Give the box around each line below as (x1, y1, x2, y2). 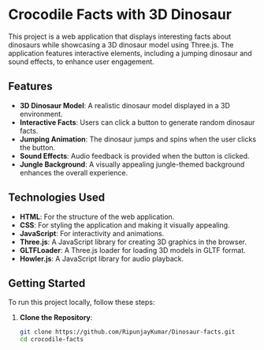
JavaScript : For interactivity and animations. (19, 228, 165, 238)
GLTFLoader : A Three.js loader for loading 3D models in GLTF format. (19, 245, 246, 254)
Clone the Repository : (19, 313, 93, 322)
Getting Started (8, 277, 86, 290)
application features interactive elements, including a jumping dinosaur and (8, 48, 252, 58)
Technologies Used (8, 191, 105, 205)
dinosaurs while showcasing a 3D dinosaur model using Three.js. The (8, 40, 234, 49)
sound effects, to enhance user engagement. (8, 57, 155, 66)
